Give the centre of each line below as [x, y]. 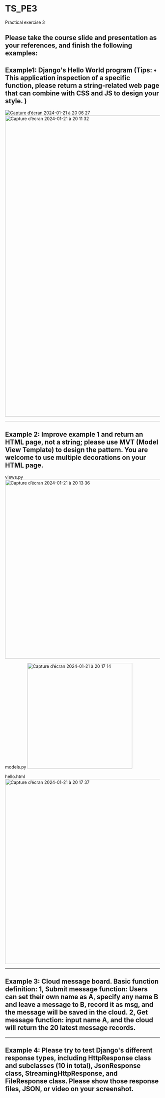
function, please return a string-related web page [82, 85]
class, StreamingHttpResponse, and [61, 1074]
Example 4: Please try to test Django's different [79, 1050]
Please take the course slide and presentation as [81, 38]
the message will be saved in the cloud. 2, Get [77, 1012]
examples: [21, 53]
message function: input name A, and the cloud [79, 1020]
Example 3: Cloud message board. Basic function [82, 982]
